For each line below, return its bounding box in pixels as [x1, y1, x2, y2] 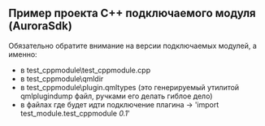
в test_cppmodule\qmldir [20, 73, 104, 84]
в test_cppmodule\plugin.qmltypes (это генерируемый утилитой [20, 82, 240, 92]
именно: [8, 49, 38, 59]
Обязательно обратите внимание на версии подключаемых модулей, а [8, 41, 258, 50]
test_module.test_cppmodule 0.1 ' [20, 108, 130, 118]
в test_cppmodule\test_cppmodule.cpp [20, 65, 151, 75]
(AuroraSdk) [8, 20, 73, 33]
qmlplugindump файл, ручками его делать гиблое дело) [20, 91, 213, 101]
